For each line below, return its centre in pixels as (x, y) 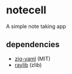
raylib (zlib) (28, 65)
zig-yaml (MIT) (32, 58)
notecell (26, 10)
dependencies (33, 45)
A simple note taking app (36, 26)
